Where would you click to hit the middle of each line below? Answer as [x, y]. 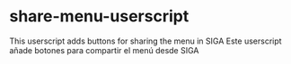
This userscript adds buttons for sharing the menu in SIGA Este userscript [145, 41]
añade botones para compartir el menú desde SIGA [104, 50]
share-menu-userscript [99, 16]
